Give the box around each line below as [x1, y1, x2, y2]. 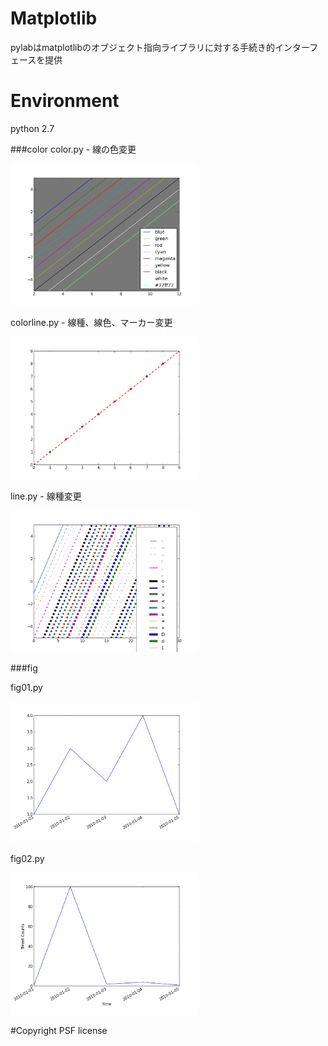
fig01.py [10, 682, 43, 693]
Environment [10, 90, 120, 112]
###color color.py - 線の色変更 [10, 143, 137, 155]
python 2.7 [10, 122, 55, 134]
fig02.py [10, 853, 45, 865]
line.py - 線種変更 [10, 490, 82, 502]
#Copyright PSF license [10, 1024, 108, 1036]
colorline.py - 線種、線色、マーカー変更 [10, 317, 173, 329]
